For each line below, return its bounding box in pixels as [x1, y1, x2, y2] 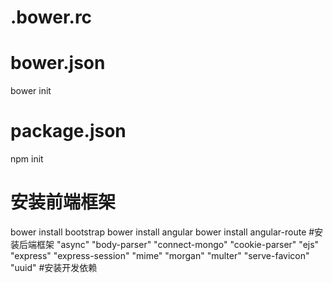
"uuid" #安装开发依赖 [10, 262, 98, 273]
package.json [10, 120, 127, 143]
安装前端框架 [10, 191, 117, 214]
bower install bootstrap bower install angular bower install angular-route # [10, 226, 315, 238]
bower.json [10, 52, 106, 75]
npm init [10, 153, 44, 165]
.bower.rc [10, 6, 93, 29]
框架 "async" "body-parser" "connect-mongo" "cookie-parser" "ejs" [36, 239, 320, 250]
